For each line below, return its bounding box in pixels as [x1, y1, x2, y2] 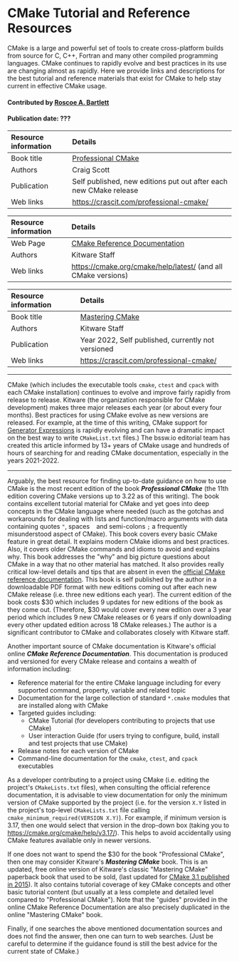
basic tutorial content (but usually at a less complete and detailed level [7, 887, 214, 896]
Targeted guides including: [17, 708, 97, 717]
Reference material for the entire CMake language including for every [17, 678, 221, 687]
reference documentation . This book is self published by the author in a [7, 575, 217, 584]
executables [17, 761, 54, 770]
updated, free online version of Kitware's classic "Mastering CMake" [7, 864, 208, 874]
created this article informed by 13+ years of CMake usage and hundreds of [7, 440, 230, 450]
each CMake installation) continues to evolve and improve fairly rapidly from [7, 388, 231, 396]
